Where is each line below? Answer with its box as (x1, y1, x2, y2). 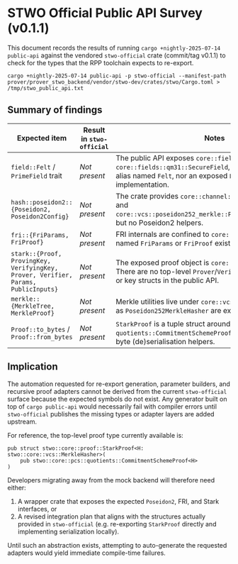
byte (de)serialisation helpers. (115, 336, 215, 346)
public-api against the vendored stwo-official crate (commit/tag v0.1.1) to (7, 51, 226, 60)
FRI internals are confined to (115, 229, 210, 239)
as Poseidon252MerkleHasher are (115, 305, 222, 315)
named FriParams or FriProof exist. (115, 238, 232, 248)
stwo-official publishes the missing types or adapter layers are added (7, 409, 215, 418)
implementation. (115, 179, 170, 189)
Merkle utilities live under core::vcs (115, 297, 234, 306)
